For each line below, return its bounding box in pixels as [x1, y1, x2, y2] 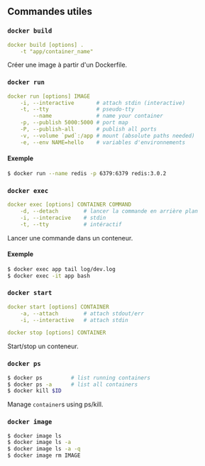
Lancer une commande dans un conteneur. [7, 233, 133, 242]
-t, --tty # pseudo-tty [20, 106, 135, 113]
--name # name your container [33, 113, 163, 120]
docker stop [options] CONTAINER [7, 329, 106, 336]
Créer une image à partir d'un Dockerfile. [7, 60, 128, 70]
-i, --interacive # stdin [20, 214, 106, 221]
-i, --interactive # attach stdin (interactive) [20, 99, 186, 106]
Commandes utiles [7, 6, 92, 18]
